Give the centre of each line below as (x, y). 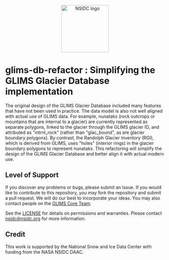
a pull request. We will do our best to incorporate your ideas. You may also (83, 198)
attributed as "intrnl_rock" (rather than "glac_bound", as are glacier (75, 132)
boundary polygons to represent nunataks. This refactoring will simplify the (83, 148)
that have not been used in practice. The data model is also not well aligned (84, 111)
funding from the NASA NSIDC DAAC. (45, 252)
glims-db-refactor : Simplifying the (80, 70)
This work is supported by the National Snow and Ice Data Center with (78, 246)
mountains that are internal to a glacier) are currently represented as (76, 122)
